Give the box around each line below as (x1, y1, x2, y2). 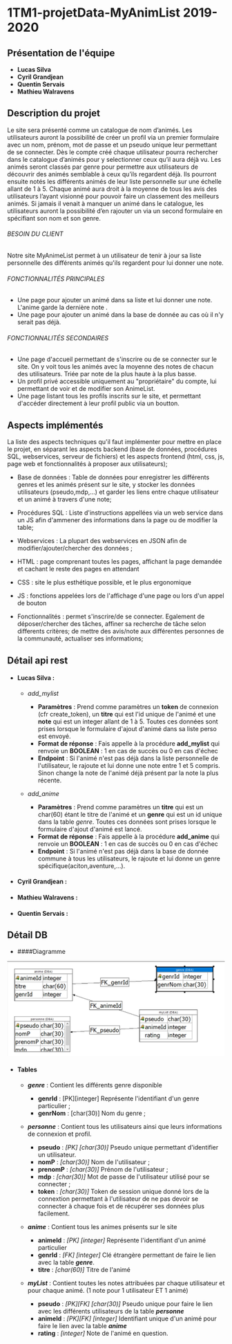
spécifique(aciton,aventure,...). (37, 861, 126, 869)
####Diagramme (17, 948, 66, 956)
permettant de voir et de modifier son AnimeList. (17, 385, 155, 393)
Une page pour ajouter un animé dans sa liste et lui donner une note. (17, 296, 213, 304)
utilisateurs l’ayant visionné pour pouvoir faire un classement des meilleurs (7, 192, 220, 200)
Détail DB (7, 929, 48, 941)
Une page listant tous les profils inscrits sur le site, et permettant (17, 392, 202, 401)
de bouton (17, 599, 47, 607)
